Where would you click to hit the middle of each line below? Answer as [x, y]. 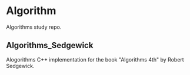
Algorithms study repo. [34, 27]
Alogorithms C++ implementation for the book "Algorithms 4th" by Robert [95, 59]
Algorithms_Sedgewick [50, 45]
